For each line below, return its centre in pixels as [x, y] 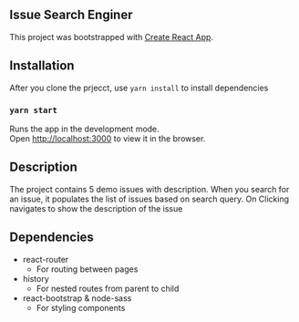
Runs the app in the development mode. [84, 129]
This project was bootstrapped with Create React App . [112, 36]
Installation [42, 66]
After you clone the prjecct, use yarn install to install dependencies [139, 88]
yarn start [33, 110]
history [36, 278]
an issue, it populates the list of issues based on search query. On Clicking [149, 199]
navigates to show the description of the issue [96, 208]
